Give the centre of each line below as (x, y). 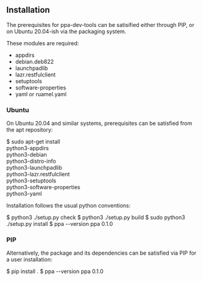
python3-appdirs (28, 148)
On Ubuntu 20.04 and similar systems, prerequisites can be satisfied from (99, 123)
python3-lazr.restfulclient (38, 174)
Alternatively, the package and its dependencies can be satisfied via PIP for (102, 253)
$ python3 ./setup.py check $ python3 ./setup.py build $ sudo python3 (96, 217)
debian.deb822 (34, 61)
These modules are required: (43, 43)
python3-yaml (24, 194)
